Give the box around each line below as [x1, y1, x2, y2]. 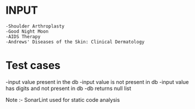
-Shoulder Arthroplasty [5, 23, 65, 29]
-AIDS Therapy [5, 33, 41, 39]
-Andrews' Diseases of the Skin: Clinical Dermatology [5, 39, 145, 45]
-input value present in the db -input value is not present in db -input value [5, 78, 189, 85]
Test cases [5, 59, 61, 72]
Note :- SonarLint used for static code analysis [5, 96, 120, 103]
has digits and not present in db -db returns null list [5, 85, 132, 92]
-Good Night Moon [5, 28, 49, 35]
